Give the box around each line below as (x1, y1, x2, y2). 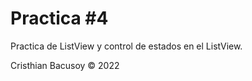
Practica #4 (10, 7, 109, 30)
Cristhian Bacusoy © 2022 (10, 59, 120, 71)
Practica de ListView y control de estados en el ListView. (10, 40, 243, 52)
